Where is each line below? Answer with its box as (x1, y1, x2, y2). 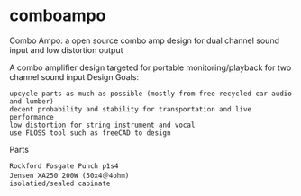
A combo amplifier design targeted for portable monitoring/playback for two (9, 62, 292, 73)
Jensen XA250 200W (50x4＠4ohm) (9, 171, 130, 180)
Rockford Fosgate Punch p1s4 (9, 161, 119, 171)
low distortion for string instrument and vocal (9, 120, 196, 129)
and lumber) (9, 96, 54, 106)
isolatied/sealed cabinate (9, 179, 111, 188)
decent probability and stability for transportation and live (9, 104, 252, 113)
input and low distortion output (9, 44, 123, 55)
